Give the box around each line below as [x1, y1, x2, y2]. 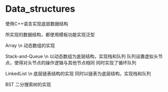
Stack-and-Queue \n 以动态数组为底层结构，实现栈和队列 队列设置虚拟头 [5, 53, 158, 59]
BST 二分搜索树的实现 [5, 81, 52, 87]
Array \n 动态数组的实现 [5, 42, 55, 49]
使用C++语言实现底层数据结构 [5, 20, 68, 27]
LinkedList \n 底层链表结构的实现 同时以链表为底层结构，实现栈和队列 [5, 70, 152, 77]
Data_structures [5, 3, 76, 15]
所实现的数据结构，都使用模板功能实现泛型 [5, 31, 95, 37]
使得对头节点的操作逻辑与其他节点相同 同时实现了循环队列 [14, 59, 136, 65]
